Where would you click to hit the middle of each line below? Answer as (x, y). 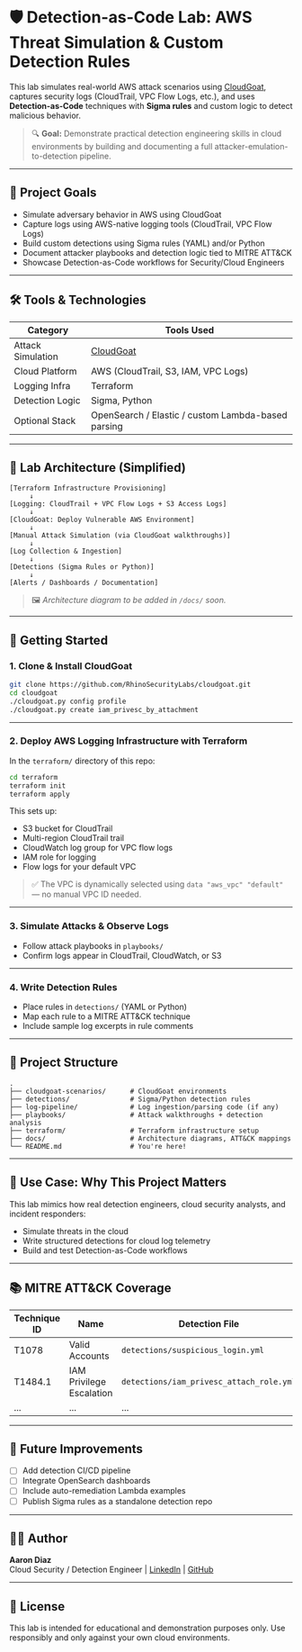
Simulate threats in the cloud (75, 1231)
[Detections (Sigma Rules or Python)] (82, 567)
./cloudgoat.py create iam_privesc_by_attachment (104, 709)
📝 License (37, 1607)
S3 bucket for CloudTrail (67, 828)
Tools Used (190, 329)
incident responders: (48, 1214)
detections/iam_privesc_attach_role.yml (209, 1381)
